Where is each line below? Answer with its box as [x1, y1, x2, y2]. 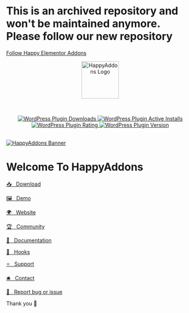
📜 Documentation [6, 237, 52, 244]
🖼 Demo [6, 194, 31, 201]
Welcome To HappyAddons [6, 160, 144, 174]
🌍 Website [6, 208, 36, 216]
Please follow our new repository [6, 30, 173, 43]
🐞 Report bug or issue [6, 288, 63, 295]
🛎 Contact [6, 274, 35, 281]
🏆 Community [6, 223, 45, 230]
